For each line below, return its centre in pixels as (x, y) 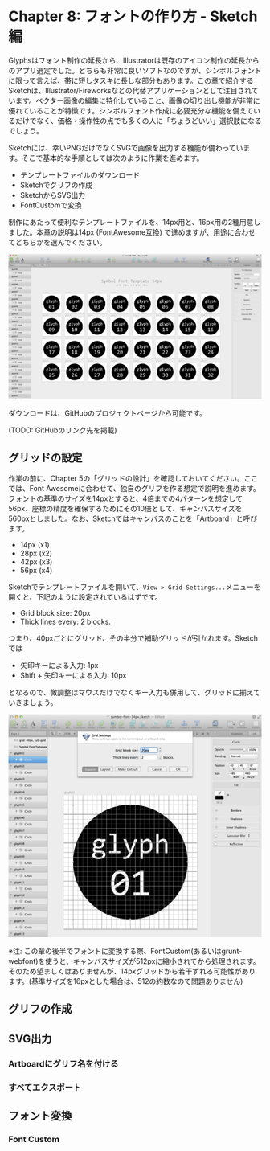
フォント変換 (40, 1115)
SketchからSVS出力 (53, 195)
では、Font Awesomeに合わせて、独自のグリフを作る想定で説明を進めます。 (135, 489)
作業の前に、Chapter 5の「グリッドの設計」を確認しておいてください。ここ (133, 478)
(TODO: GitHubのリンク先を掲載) (63, 430)
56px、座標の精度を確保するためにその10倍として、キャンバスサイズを (125, 509)
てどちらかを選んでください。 (57, 242)
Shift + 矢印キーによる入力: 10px (73, 675)
